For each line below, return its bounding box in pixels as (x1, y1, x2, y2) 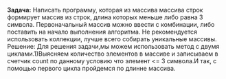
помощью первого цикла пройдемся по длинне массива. (7, 65, 176, 72)
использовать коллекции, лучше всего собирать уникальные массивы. (7, 35, 218, 43)
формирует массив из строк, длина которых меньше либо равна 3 (7, 13, 203, 21)
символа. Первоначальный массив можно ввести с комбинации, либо (7, 21, 215, 28)
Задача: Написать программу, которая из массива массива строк (7, 6, 203, 14)
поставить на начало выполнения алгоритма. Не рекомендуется (7, 27, 198, 36)
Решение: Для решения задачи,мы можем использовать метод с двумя (7, 43, 220, 50)
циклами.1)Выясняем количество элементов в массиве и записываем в (7, 49, 218, 58)
